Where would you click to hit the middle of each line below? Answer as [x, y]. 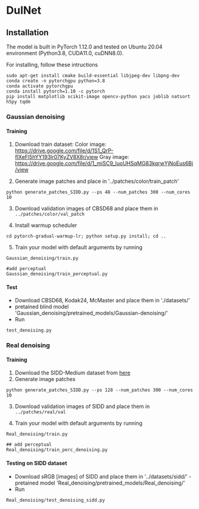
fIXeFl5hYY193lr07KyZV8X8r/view [56, 157]
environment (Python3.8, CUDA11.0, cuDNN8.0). [65, 53]
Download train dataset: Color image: [60, 145]
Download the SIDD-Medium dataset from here [73, 373]
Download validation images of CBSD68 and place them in [86, 208]
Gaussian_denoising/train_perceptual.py [57, 274]
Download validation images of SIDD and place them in [82, 406]
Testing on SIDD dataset [37, 463]
